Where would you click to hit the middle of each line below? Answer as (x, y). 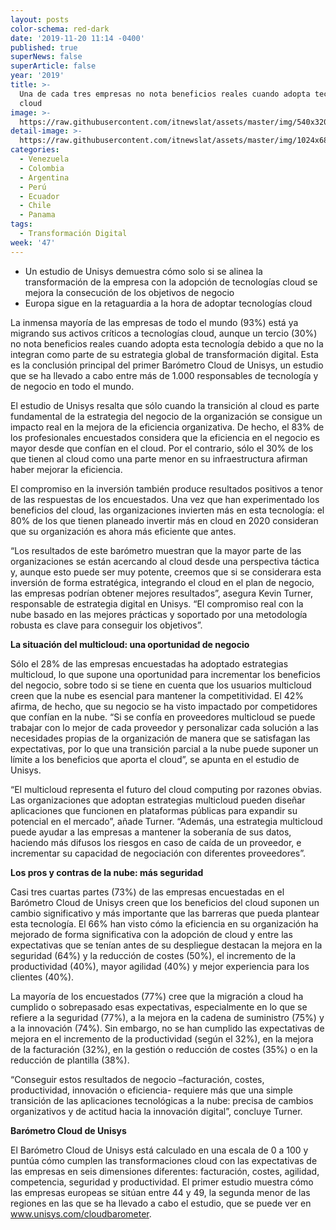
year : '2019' (37, 76)
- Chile (35, 206)
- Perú (33, 187)
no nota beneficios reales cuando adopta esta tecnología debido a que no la (167, 343)
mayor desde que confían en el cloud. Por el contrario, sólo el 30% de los (162, 448)
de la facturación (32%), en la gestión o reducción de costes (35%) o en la (164, 1049)
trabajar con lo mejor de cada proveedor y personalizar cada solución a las (164, 727)
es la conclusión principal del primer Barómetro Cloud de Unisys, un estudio (167, 365)
